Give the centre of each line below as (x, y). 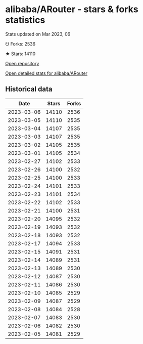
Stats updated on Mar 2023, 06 (38, 34)
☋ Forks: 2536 (20, 44)
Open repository (22, 63)
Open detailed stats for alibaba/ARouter (46, 73)
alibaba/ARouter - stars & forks (72, 9)
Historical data (29, 89)
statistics (25, 20)
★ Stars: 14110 (20, 54)
